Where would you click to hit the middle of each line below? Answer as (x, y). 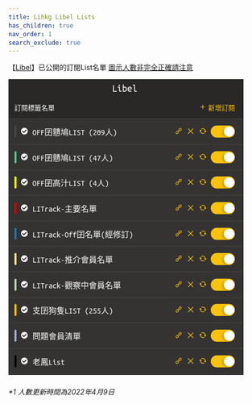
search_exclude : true (45, 43)
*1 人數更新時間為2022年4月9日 (62, 392)
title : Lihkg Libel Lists (52, 17)
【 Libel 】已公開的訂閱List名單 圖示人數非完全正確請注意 (101, 68)
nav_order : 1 (30, 34)
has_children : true (41, 25)
